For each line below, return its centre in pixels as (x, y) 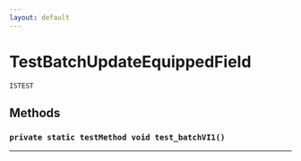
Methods (35, 113)
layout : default (39, 17)
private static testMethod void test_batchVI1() (117, 137)
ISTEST (21, 86)
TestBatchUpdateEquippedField (130, 61)
